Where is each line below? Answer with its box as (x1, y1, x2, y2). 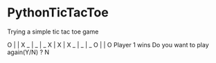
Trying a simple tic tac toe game (7, 27, 99, 36)
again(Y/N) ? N (7, 48, 50, 56)
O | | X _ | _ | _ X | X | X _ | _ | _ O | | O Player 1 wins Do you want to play (7, 40, 209, 49)
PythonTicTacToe (7, 5, 109, 21)
